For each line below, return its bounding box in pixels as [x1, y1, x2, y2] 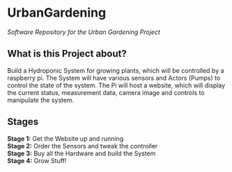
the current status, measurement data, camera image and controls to [7, 88, 205, 96]
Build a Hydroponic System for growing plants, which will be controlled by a [7, 66, 224, 74]
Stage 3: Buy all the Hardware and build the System [7, 149, 156, 157]
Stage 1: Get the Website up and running [7, 134, 124, 143]
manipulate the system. [7, 96, 75, 104]
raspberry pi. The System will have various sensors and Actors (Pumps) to [7, 74, 221, 82]
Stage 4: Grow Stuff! [7, 156, 67, 164]
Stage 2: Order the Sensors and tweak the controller [7, 141, 158, 150]
